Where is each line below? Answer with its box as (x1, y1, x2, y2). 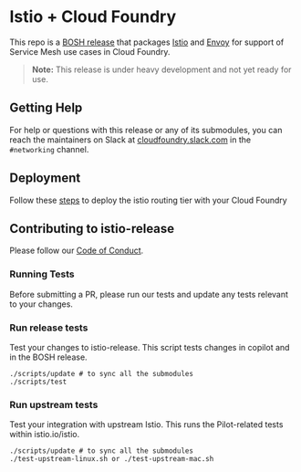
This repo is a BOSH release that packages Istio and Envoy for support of (9, 37, 285, 47)
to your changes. (9, 299, 73, 309)
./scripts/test (9, 377, 67, 386)
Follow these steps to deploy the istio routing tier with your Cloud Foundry (9, 194, 287, 205)
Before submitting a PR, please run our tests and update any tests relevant (9, 288, 289, 299)
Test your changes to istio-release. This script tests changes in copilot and (9, 341, 290, 352)
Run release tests (9, 321, 88, 334)
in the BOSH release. (9, 351, 88, 362)
